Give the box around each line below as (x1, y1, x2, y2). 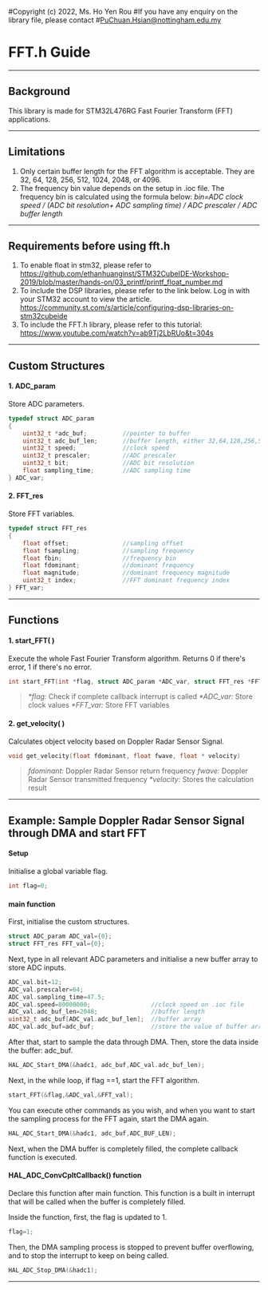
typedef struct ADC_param (8, 415, 94, 423)
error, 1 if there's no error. (8, 662, 93, 672)
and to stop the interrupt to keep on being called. (8, 1250, 169, 1260)
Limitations (8, 145, 65, 159)
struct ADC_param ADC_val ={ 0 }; (8, 932, 112, 941)
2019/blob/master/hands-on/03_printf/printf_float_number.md (19, 277, 223, 287)
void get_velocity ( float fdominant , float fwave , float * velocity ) (8, 752, 241, 760)
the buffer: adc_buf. (8, 1046, 73, 1055)
